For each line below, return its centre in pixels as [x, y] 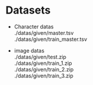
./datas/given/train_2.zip [44, 69]
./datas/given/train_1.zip [43, 63]
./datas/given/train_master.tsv [50, 39]
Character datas [34, 27]
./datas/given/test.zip [40, 57]
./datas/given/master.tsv [44, 32]
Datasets [28, 10]
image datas [29, 50]
